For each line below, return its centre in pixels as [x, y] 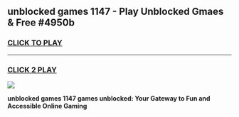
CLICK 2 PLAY [32, 69]
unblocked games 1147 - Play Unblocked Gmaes [116, 12]
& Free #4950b [41, 23]
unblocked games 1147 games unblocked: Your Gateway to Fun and [109, 98]
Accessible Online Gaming [47, 106]
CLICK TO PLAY [35, 43]
